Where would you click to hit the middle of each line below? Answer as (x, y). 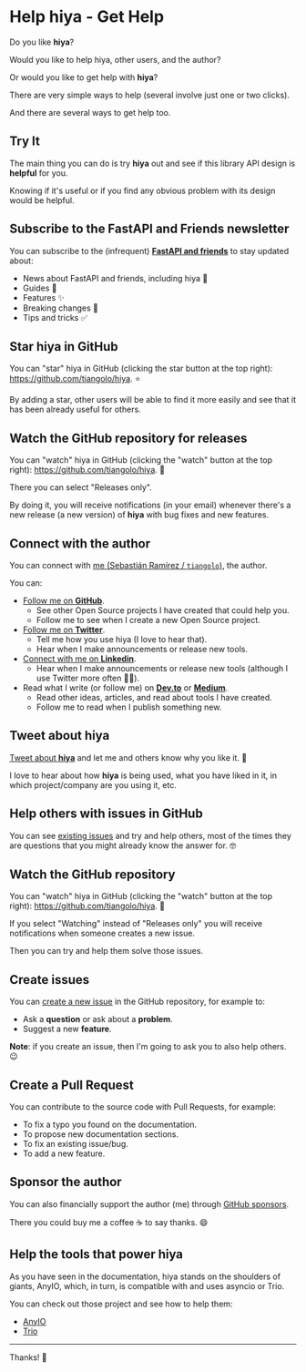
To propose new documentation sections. (101, 1134)
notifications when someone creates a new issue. (102, 933)
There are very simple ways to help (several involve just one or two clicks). (149, 95)
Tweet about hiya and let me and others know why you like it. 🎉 (128, 757)
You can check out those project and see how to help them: (121, 1304)
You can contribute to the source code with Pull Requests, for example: (143, 1107)
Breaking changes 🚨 (60, 308)
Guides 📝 (40, 288)
